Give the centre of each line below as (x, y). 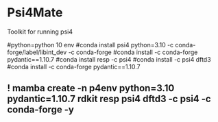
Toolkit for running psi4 (40, 32)
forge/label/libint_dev (37, 52)
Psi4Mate (35, 13)
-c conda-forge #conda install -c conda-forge (133, 52)
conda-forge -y (40, 110)
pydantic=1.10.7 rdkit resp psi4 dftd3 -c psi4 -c (109, 99)
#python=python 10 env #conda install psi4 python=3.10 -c (90, 45)
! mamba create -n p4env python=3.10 (91, 88)
